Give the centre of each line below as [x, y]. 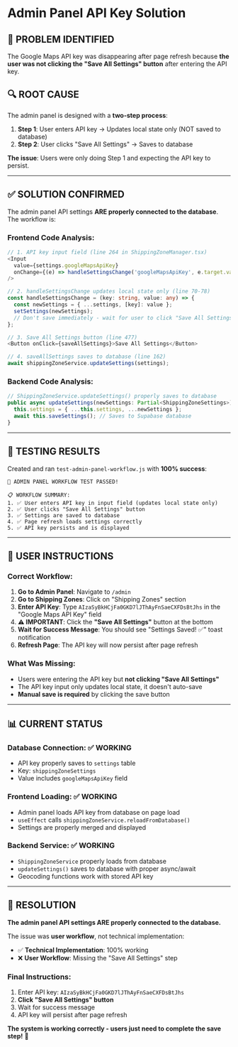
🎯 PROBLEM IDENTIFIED [61, 39]
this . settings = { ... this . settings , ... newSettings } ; [98, 410]
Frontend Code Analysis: [51, 237]
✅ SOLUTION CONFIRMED [66, 194]
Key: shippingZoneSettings [57, 771]
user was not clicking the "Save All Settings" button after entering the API [117, 64]
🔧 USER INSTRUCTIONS [61, 556]
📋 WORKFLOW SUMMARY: [39, 495]
